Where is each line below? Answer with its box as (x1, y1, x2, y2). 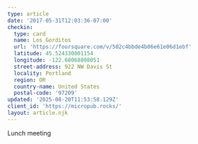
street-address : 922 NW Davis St (13, 63, 113, 70)
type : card (13, 30, 46, 38)
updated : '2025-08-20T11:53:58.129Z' (7, 96, 119, 104)
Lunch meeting (7, 128, 52, 137)
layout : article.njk (7, 109, 69, 116)
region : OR (13, 76, 46, 84)
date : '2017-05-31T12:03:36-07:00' (7, 17, 113, 24)
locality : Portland (13, 70, 72, 77)
